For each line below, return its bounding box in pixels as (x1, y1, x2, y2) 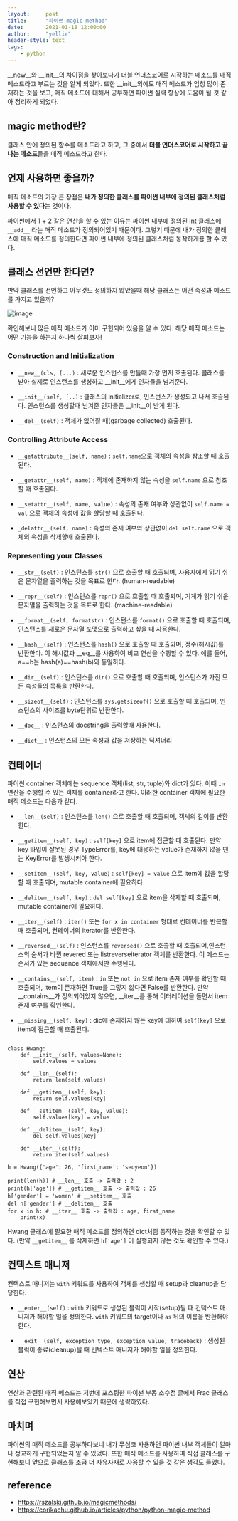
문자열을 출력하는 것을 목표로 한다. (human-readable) (25, 577, 175, 585)
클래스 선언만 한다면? (7, 266, 94, 278)
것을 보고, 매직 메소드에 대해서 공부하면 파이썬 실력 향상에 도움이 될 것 (26, 88, 220, 97)
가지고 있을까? (14, 295, 55, 303)
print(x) (20, 1214, 46, 1221)
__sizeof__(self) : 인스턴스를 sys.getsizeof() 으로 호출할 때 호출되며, (17, 697, 219, 706)
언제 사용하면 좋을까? (7, 172, 94, 184)
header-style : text (7, 37, 65, 44)
